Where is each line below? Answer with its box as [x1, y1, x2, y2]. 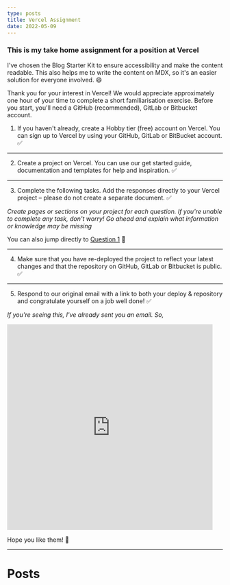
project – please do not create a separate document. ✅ [16, 193, 172, 202]
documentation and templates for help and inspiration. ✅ [16, 166, 177, 174]
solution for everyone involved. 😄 [7, 75, 103, 84]
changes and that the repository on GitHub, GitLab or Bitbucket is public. [16, 262, 222, 270]
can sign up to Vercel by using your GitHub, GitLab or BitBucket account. [16, 131, 222, 139]
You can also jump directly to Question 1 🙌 [7, 235, 126, 243]
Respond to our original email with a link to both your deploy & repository [16, 289, 223, 298]
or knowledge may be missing [7, 222, 92, 230]
